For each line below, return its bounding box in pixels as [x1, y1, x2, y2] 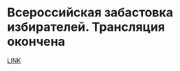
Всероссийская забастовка [7, 5, 174, 20]
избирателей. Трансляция [7, 19, 166, 35]
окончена [7, 34, 65, 49]
